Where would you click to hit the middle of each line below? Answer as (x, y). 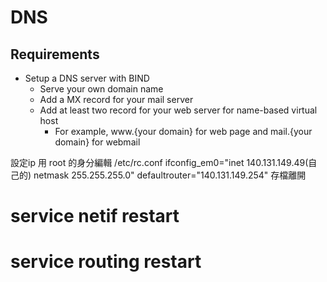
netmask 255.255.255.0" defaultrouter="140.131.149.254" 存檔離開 (170, 175)
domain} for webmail (97, 142)
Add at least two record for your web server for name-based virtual (178, 110)
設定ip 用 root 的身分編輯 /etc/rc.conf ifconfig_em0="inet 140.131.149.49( (159, 162)
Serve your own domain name (101, 89)
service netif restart (95, 216)
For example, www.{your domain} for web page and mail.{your (183, 131)
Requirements (55, 54)
